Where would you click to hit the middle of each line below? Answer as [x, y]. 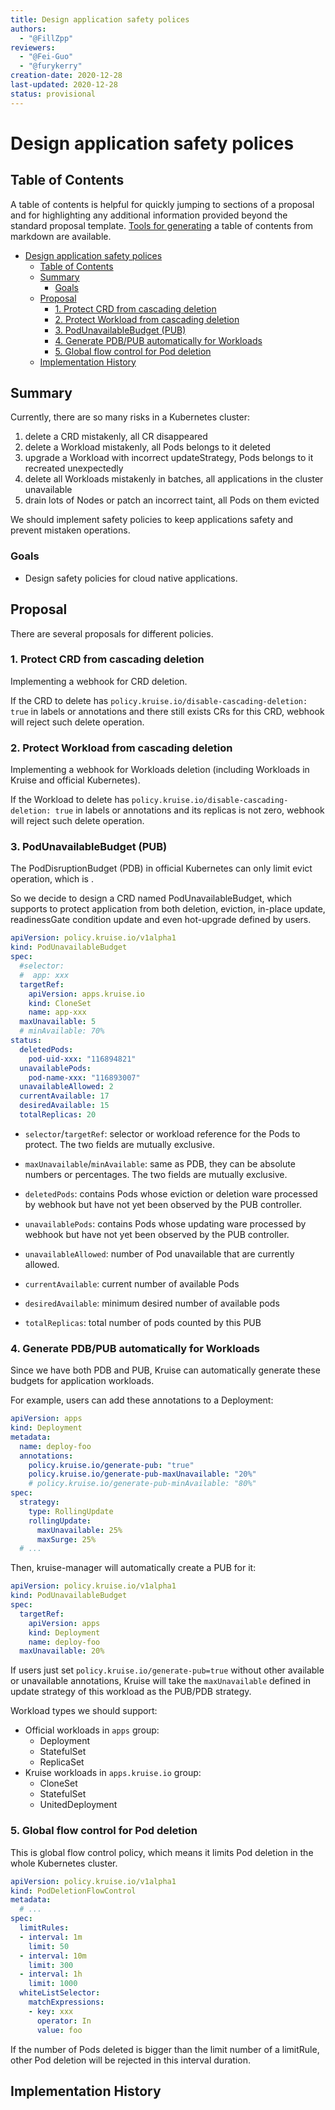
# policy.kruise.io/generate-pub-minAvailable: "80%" [142, 1484]
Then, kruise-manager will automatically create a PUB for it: [133, 1568]
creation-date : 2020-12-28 [66, 76]
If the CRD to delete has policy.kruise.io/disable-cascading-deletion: [159, 700]
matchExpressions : [66, 2002]
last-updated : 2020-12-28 [64, 85]
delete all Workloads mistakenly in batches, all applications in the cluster [174, 479]
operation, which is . [52, 879]
